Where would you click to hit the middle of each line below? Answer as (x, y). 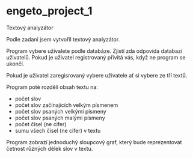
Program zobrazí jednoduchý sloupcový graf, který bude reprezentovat (94, 142)
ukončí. (15, 64)
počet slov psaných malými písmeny (60, 118)
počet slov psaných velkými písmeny (60, 111)
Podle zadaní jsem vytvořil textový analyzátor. (63, 39)
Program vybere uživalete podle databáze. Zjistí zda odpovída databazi (94, 51)
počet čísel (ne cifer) (41, 124)
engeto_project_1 (49, 11)
